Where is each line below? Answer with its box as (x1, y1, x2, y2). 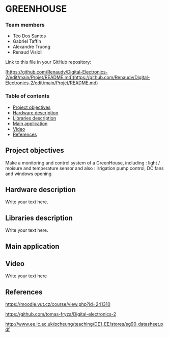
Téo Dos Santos (12, 33, 46, 39)
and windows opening (5, 171, 52, 177)
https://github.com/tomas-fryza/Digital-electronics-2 (5, 311, 117, 317)
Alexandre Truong (12, 44, 51, 50)
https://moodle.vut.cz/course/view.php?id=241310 (5, 301, 110, 307)
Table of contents (5, 92, 50, 100)
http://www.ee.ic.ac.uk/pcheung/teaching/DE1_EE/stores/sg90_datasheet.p (5, 321, 163, 327)
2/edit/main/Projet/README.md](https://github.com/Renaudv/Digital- (5, 75, 150, 81)
